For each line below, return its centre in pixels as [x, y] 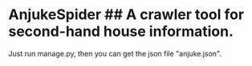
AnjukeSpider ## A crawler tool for [126, 15]
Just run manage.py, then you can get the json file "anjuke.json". [115, 53]
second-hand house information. [121, 31]
